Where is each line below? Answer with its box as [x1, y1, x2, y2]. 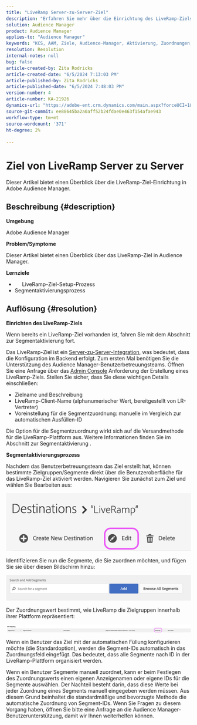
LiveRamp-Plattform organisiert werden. [6, 657, 103, 664]
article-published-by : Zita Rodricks [6, 77, 98, 83]
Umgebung [6, 217, 34, 224]
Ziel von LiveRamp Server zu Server [6, 159, 184, 173]
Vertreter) [14, 403, 39, 410]
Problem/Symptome [6, 240, 57, 247]
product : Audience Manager [6, 28, 72, 34]
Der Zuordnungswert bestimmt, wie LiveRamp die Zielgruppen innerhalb [6, 606, 181, 613]
